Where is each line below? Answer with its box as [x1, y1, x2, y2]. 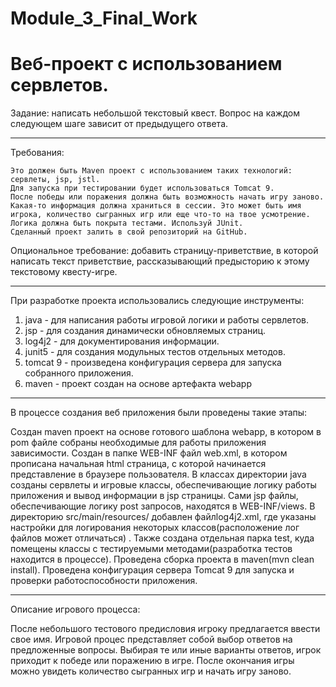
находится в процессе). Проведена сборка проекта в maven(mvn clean [10, 553, 315, 566]
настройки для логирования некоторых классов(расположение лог [10, 522, 300, 534]
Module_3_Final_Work [10, 7, 198, 30]
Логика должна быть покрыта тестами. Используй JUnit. [10, 218, 244, 229]
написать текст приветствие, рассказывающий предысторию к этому [10, 255, 310, 267]
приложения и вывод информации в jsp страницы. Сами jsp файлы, [10, 490, 299, 502]
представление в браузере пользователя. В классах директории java [10, 468, 307, 481]
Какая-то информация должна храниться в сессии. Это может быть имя [10, 201, 302, 211]
